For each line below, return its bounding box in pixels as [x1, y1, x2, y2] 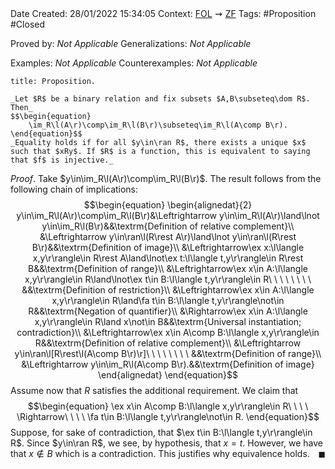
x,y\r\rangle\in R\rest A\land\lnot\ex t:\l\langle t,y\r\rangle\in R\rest [32, 252, 304, 264]
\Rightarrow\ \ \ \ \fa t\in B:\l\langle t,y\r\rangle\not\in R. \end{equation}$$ [16, 411, 320, 422]
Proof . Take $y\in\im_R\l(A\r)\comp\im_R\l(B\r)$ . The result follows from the [10, 173, 322, 184]
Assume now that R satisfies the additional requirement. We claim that [10, 385, 299, 396]
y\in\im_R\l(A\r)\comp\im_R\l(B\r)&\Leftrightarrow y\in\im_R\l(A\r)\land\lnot [16, 210, 320, 221]
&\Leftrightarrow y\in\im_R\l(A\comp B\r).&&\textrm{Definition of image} [21, 358, 315, 370]
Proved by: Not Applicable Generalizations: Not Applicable [10, 38, 252, 49]
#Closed [10, 18, 46, 30]
